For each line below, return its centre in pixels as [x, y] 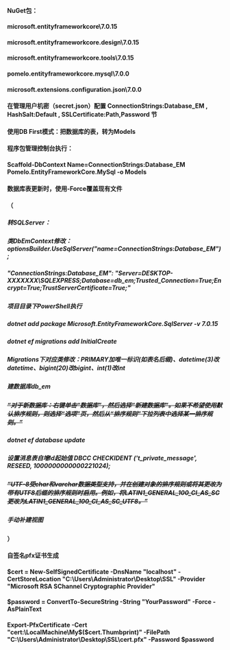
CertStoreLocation [34, 579]
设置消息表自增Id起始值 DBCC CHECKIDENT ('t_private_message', [102, 458]
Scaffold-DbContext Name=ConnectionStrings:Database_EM [97, 164]
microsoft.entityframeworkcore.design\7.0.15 [73, 42]
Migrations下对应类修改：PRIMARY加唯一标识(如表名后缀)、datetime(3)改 [113, 359]
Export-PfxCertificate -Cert [47, 625]
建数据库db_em [29, 386]
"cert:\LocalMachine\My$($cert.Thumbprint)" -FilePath [89, 632]
